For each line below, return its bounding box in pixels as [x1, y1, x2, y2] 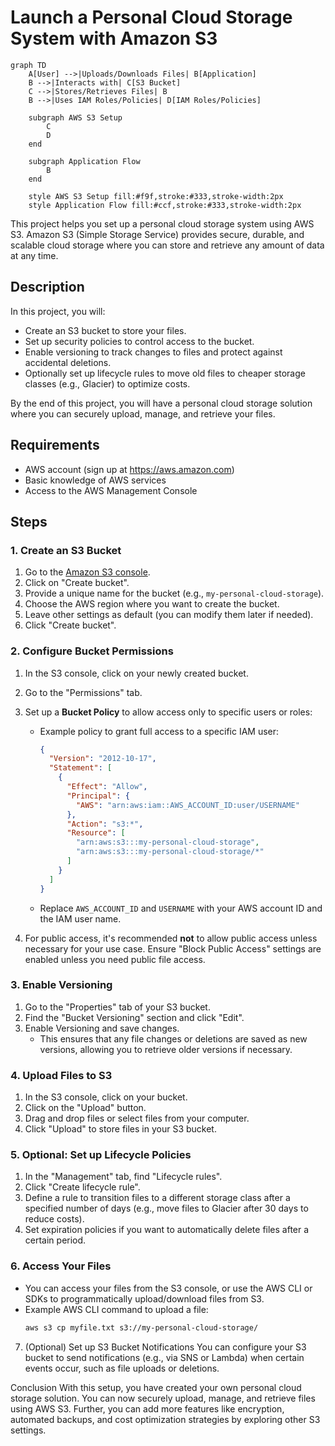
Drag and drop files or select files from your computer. [24, 1112, 250, 1125]
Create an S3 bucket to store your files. [24, 324, 187, 336]
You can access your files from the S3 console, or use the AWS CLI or [24, 1282, 313, 1294]
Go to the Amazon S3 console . [24, 566, 151, 578]
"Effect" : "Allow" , [66, 782, 148, 792]
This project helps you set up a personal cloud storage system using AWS [10, 217, 315, 230]
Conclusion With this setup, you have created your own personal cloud [10, 1381, 302, 1393]
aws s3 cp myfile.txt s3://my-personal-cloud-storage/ [24, 1322, 259, 1333]
